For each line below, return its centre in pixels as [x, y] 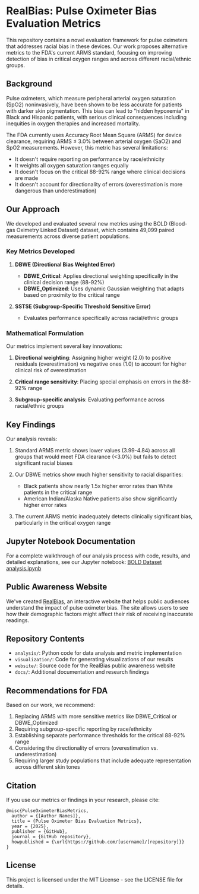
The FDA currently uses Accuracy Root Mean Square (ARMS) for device [94, 135]
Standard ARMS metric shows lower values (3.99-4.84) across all [95, 450]
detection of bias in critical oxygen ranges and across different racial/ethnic [99, 59]
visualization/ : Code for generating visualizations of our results [94, 660]
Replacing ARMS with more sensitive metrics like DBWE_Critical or [96, 717]
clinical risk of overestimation [51, 370]
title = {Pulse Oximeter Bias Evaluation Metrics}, [77, 821]
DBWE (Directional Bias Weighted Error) [65, 264]
